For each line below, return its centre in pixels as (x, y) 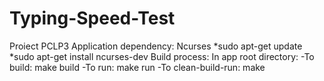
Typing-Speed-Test (92, 18)
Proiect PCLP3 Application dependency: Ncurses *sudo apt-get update (156, 46)
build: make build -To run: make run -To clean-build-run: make (137, 67)
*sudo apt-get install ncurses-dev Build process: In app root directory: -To (162, 56)
